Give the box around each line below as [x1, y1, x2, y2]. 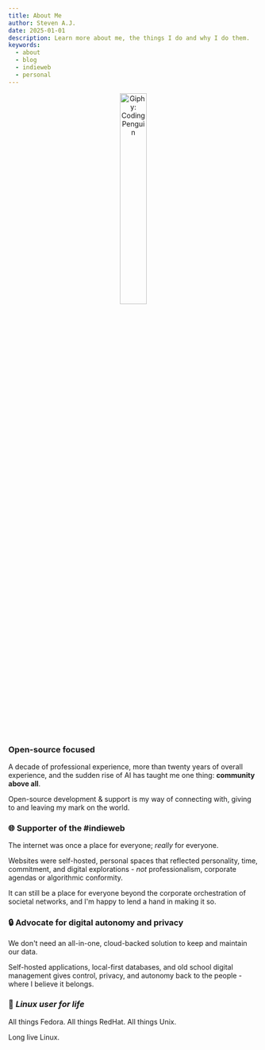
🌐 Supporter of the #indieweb [8, 822, 125, 834]
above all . [8, 779, 41, 788]
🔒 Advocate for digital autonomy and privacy [8, 917, 184, 928]
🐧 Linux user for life [8, 999, 85, 1010]
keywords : [8, 41, 41, 49]
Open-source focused [8, 744, 95, 755]
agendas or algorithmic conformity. [8, 873, 123, 883]
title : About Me [8, 11, 62, 20]
